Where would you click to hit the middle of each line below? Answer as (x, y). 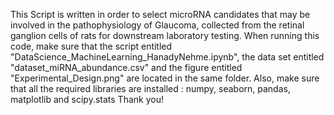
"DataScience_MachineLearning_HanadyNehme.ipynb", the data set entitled (167, 57)
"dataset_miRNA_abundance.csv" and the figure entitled (126, 67)
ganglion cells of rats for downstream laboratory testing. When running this (165, 35)
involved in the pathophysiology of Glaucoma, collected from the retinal (157, 25)
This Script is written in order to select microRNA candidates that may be (160, 14)
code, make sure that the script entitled (91, 46)
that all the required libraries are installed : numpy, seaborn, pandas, (150, 88)
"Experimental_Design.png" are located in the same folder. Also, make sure (165, 78)
